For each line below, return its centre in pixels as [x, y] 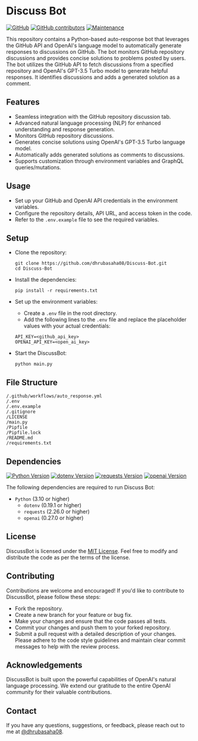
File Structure [32, 382]
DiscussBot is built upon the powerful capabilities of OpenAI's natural [91, 680]
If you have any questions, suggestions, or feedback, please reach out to [95, 725]
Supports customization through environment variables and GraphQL [99, 161]
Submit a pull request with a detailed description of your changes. [95, 634]
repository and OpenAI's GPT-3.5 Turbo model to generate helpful [87, 70]
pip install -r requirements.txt [56, 291]
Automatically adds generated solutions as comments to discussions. [100, 155]
